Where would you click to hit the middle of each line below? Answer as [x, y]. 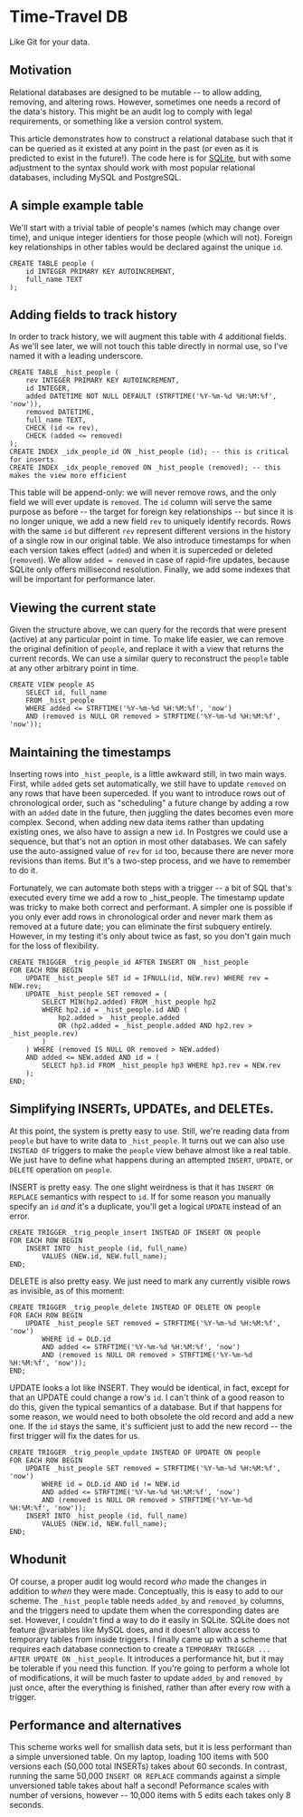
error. [19, 1216]
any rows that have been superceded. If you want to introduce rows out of [147, 793]
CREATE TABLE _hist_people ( [64, 373]
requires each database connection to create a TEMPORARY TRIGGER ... [140, 1648]
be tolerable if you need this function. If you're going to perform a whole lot [150, 1668]
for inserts [32, 460]
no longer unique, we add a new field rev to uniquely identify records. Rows [150, 521]
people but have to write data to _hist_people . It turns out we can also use [147, 1141]
